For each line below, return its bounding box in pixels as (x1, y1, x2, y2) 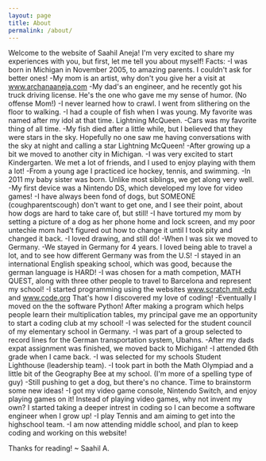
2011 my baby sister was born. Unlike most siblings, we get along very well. (8, 175, 254, 184)
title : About (8, 19, 52, 27)
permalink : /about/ (8, 26, 73, 34)
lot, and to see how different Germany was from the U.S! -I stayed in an (8, 251, 241, 261)
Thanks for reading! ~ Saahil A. (8, 444, 110, 453)
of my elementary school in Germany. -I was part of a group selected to (8, 327, 243, 336)
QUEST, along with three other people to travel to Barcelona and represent (8, 276, 252, 286)
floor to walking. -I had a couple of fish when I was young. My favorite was (8, 107, 253, 117)
